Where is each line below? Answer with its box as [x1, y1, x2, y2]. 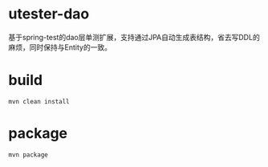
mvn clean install [8, 97, 70, 105]
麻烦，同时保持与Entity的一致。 [8, 42, 112, 52]
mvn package [8, 150, 48, 159]
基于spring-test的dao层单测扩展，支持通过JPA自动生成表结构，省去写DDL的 [8, 32, 261, 42]
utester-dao [8, 5, 90, 23]
